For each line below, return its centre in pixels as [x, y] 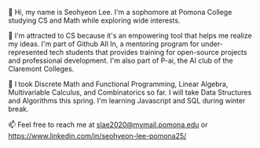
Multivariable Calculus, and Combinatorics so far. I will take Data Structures [130, 92]
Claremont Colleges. [41, 69]
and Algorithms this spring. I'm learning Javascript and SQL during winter [127, 101]
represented [28, 52]
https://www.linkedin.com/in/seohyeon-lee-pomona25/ [97, 136]
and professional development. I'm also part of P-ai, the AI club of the [121, 60]
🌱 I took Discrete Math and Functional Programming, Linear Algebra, [118, 84]
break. [18, 109]
